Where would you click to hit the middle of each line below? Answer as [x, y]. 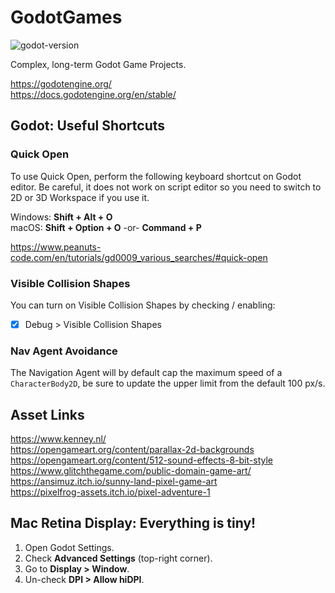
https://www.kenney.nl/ [58, 439]
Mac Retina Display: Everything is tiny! [133, 523]
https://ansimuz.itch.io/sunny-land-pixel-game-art [114, 482]
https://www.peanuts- [56, 247]
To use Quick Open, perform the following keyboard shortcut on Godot [156, 176]
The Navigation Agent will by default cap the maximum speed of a [146, 373]
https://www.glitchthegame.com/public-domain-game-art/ [131, 471]
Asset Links [47, 414]
